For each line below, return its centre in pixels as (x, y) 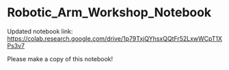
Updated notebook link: (40, 31)
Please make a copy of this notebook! (60, 58)
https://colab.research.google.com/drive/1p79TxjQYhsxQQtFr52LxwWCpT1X (115, 38)
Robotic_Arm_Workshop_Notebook (109, 13)
